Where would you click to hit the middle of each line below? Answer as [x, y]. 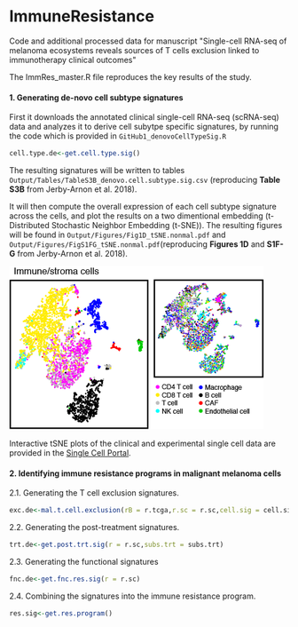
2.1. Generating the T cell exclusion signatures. [94, 493]
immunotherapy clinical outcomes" [73, 60]
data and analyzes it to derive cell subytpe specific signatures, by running [144, 127]
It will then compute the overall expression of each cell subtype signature [143, 207]
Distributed [30, 226]
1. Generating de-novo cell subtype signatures [96, 97]
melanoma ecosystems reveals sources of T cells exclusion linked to [134, 50]
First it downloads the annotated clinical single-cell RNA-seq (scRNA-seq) [144, 117]
